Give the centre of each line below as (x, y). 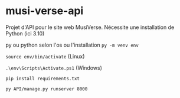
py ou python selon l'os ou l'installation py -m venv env (72, 45)
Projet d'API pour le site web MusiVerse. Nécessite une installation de (90, 27)
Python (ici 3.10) (25, 33)
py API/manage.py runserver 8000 (47, 89)
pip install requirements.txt (43, 79)
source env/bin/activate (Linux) (45, 56)
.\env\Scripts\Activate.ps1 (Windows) (54, 68)
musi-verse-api (45, 11)
